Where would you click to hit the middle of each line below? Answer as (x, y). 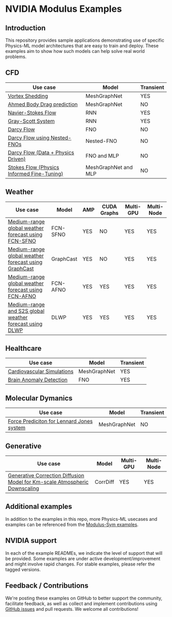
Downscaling (24, 488)
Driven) (17, 159)
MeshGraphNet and (109, 167)
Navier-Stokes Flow (32, 113)
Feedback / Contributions (47, 586)
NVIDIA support (31, 541)
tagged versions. (23, 569)
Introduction (26, 28)
